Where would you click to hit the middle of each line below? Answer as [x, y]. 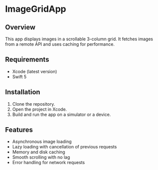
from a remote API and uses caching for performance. [60, 44]
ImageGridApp [36, 9]
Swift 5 [19, 77]
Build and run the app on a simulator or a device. [62, 114]
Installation [23, 92]
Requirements [27, 60]
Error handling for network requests [48, 163]
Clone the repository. [33, 104]
